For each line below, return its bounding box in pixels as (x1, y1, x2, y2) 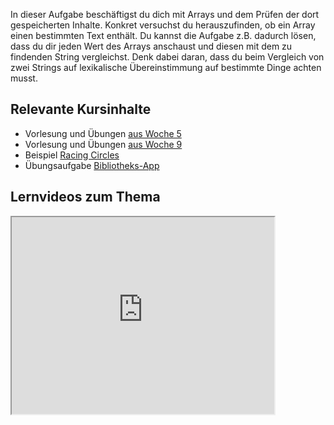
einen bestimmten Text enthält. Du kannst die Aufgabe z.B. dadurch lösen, (10, 30, 317, 41)
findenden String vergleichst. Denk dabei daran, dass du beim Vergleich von (10, 51, 325, 63)
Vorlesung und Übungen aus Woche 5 (24, 127, 182, 139)
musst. (10, 72, 38, 84)
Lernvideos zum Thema (10, 189, 161, 206)
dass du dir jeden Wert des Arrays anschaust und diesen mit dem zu (10, 40, 293, 52)
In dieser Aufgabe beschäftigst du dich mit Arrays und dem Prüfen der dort (10, 9, 320, 20)
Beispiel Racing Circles (24, 149, 120, 161)
